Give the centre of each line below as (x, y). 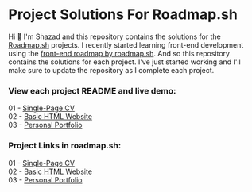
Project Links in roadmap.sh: (65, 146)
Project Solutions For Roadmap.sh (123, 15)
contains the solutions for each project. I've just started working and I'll (124, 62)
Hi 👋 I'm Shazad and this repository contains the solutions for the (114, 36)
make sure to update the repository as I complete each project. (111, 70)
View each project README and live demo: (92, 90)
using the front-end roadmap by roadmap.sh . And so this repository (119, 53)
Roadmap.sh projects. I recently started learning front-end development (126, 44)
